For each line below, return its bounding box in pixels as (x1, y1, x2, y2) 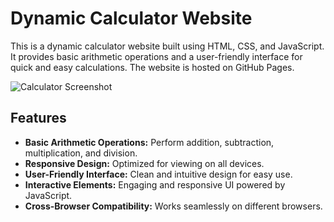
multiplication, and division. (24, 147, 138, 159)
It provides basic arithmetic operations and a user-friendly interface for (10, 50, 303, 62)
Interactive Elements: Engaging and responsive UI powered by (24, 178, 286, 191)
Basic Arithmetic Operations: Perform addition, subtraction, (24, 136, 275, 148)
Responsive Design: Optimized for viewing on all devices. (24, 157, 265, 169)
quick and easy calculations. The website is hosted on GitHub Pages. (10, 61, 295, 73)
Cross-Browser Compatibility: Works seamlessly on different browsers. (24, 200, 323, 212)
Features (10, 110, 67, 127)
